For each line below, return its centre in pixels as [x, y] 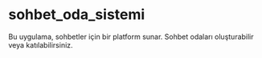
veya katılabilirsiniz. [41, 44]
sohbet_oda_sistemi [77, 15]
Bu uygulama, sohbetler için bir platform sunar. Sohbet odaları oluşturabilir [131, 37]
